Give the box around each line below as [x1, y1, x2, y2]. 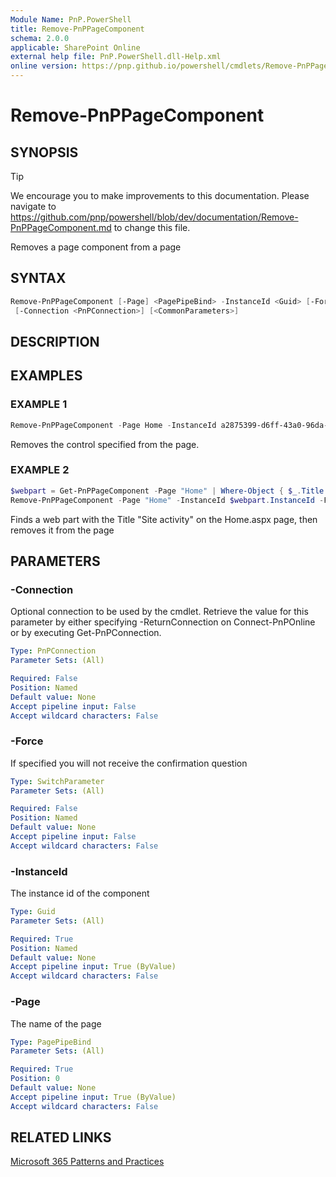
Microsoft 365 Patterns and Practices [10, 1156, 165, 1168]
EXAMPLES [10, 367, 83, 385]
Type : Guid [10, 907, 56, 917]
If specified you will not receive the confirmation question [10, 757, 248, 769]
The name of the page [10, 1017, 102, 1030]
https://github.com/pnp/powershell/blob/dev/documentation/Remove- [10, 211, 299, 223]
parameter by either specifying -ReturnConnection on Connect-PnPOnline [10, 616, 316, 628]
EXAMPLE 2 [10, 463, 70, 477]
